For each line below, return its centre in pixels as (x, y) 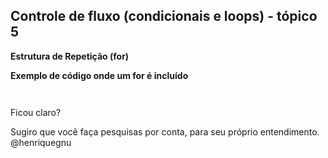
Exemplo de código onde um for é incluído (99, 75)
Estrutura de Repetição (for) (70, 56)
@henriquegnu (41, 142)
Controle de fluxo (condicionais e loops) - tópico (164, 16)
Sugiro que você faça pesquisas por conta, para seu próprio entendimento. (165, 131)
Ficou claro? (36, 112)
